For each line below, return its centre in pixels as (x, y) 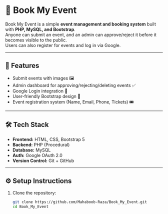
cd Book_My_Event (30, 207)
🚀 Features (22, 66)
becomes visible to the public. (36, 40)
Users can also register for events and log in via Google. (63, 45)
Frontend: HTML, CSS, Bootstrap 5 (48, 139)
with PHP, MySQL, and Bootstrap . (40, 29)
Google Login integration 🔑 (40, 91)
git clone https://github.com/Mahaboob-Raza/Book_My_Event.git (80, 202)
